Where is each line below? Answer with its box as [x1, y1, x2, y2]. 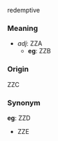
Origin [7, 65, 29, 74]
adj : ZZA [17, 39, 43, 48]
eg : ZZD [7, 114, 31, 122]
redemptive [7, 6, 41, 14]
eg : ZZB [27, 47, 51, 55]
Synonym [7, 98, 41, 107]
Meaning [7, 23, 38, 33]
